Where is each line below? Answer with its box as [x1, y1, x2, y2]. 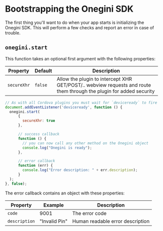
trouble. [5, 30, 21, 36]
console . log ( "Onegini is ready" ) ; [22, 145, 92, 150]
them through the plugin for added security [56, 88, 155, 95]
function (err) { [17, 163, 53, 168]
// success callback [17, 132, 60, 136]
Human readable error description [72, 218, 150, 225]
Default [34, 67, 52, 74]
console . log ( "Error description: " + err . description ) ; [22, 168, 138, 173]
